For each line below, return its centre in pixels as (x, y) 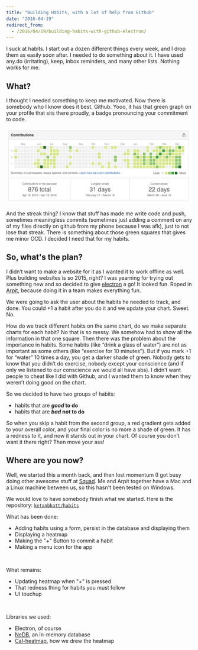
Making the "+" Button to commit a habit (64, 541)
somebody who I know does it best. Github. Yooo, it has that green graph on (99, 107)
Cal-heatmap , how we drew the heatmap (64, 641)
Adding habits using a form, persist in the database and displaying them (102, 528)
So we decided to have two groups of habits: (61, 394)
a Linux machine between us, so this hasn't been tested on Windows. (90, 487)
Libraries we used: (29, 617)
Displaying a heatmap (41, 534)
